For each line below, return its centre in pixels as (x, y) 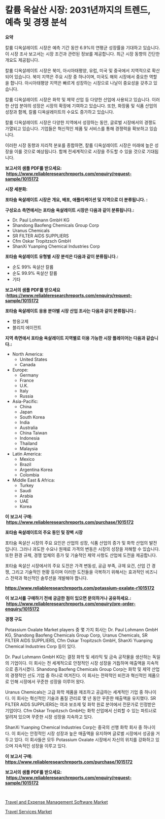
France (27, 380)
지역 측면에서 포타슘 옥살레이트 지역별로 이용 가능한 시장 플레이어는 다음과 (75, 338)
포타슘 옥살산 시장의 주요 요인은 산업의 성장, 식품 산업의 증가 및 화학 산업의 (77, 543)
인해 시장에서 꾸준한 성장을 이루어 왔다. (48, 681)
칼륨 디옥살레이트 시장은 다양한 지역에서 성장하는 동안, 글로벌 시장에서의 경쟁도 (81, 122)
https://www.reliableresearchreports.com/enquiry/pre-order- (71, 603)
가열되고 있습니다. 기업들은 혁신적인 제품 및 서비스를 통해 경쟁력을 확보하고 (77, 129)
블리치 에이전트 (27, 327)
